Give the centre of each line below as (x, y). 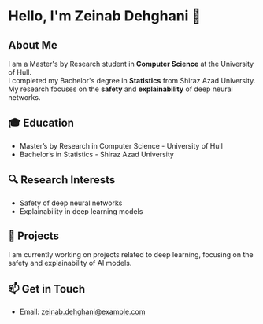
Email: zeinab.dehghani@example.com (82, 312)
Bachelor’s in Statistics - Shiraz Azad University (97, 154)
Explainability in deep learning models (81, 211)
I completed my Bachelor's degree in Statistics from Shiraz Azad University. (132, 81)
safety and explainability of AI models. (70, 263)
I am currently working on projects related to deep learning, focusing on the (131, 255)
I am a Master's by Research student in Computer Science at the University (131, 64)
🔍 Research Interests (62, 180)
